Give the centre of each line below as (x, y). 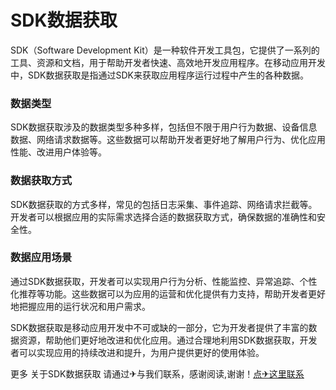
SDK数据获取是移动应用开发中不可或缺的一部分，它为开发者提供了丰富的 (159, 327)
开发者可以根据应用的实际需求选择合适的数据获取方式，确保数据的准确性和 (163, 217)
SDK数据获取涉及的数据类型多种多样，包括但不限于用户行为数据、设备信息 (164, 127)
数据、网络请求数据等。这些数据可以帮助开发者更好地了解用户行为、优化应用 (168, 140)
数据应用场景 (41, 258)
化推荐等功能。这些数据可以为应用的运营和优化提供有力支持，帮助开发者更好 (168, 293)
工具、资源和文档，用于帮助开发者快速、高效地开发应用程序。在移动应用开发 (168, 62)
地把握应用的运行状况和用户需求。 (80, 306)
